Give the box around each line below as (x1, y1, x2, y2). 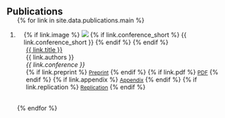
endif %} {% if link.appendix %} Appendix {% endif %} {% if (25, 75, 197, 84)
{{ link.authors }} (25, 53, 75, 61)
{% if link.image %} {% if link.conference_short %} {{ (23, 31, 187, 39)
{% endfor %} (16, 104, 58, 112)
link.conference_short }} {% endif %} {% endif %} (23, 38, 169, 46)
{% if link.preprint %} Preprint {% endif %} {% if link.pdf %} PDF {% (25, 68, 219, 76)
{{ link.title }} (25, 46, 63, 53)
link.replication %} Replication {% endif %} (25, 83, 146, 91)
